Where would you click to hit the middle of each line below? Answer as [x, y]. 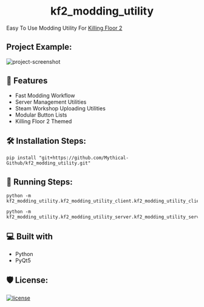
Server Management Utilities [51, 102]
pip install [21, 158]
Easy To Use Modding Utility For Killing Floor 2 [64, 28]
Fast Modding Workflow [45, 95]
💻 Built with [30, 236]
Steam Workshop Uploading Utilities [60, 108]
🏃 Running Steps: [39, 182]
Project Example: [39, 47]
